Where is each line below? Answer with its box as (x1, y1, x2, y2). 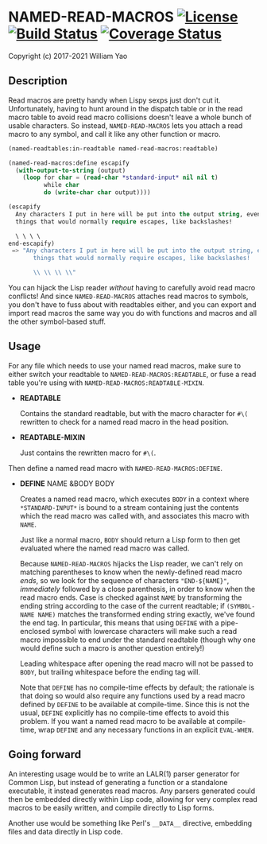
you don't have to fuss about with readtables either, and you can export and (8, 300, 257, 309)
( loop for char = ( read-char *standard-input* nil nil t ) (22, 173, 219, 182)
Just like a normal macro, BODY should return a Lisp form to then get (19, 535, 241, 544)
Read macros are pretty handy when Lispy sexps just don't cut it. (8, 95, 221, 105)
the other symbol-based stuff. (8, 317, 106, 326)
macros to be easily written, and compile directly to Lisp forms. (8, 803, 215, 812)
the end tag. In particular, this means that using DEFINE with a (19, 617, 219, 628)
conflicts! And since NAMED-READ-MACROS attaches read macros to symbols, (8, 291, 249, 301)
